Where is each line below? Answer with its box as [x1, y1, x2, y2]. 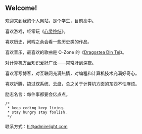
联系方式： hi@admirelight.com [5, 123, 68, 129]
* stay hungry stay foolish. [7, 110, 68, 115]
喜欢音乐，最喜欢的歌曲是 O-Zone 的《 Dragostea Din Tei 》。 [5, 49, 127, 55]
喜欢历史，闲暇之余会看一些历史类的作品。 [5, 39, 92, 45]
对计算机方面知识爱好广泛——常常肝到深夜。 [5, 59, 96, 66]
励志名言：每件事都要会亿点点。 [5, 91, 70, 97]
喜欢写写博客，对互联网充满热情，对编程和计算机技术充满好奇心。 [5, 70, 140, 76]
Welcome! [5, 4, 37, 12]
